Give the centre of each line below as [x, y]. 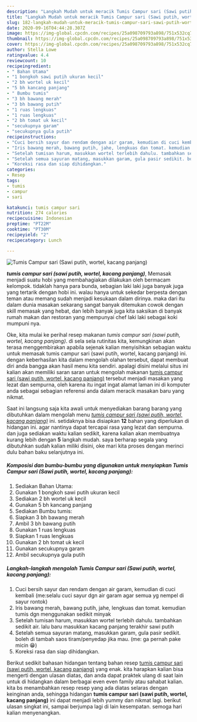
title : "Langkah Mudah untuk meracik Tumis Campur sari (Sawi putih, [93, 17]
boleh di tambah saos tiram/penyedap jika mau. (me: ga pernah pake [98, 639]
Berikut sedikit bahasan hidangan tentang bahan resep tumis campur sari [95, 663]
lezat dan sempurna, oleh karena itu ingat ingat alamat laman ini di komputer [98, 384]
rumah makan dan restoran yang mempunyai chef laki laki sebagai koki [92, 317]
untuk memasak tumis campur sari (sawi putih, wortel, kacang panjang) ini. [97, 353]
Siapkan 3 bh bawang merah [50, 517]
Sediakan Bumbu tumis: [44, 511]
